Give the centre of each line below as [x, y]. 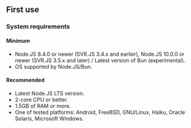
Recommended [25, 80]
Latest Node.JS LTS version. [49, 93]
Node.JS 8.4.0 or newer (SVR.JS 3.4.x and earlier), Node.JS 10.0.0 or [100, 54]
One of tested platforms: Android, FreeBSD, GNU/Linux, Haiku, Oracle [100, 112]
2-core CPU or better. [41, 100]
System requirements [38, 27]
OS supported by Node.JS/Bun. [53, 66]
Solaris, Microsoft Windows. [49, 119]
